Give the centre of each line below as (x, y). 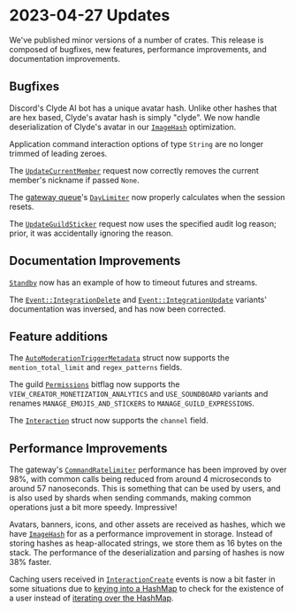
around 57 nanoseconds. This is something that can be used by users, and (145, 489)
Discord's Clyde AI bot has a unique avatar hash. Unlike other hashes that (143, 108)
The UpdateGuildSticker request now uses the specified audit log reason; (143, 223)
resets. (22, 206)
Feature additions (59, 336)
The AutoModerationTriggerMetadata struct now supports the (119, 358)
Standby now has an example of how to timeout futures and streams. (133, 282)
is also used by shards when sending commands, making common (130, 498)
